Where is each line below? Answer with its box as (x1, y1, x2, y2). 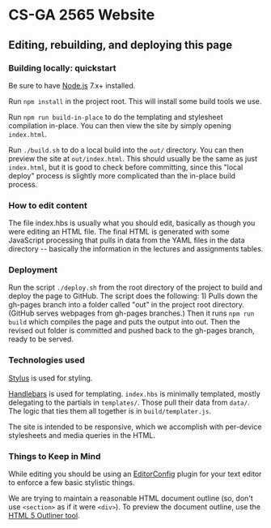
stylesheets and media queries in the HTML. (8, 430, 156, 440)
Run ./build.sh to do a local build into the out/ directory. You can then (8, 144, 244, 155)
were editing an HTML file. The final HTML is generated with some (8, 227, 230, 237)
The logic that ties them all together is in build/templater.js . (8, 406, 212, 415)
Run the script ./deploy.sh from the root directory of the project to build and (8, 282, 263, 293)
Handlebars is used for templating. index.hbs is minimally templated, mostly (8, 388, 260, 398)
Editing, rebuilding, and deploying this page (8, 38, 233, 52)
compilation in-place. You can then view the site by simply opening (8, 120, 232, 131)
